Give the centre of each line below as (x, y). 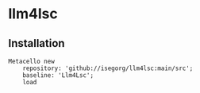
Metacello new (32, 61)
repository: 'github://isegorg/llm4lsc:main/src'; (108, 68)
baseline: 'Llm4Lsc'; (58, 76)
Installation (37, 43)
